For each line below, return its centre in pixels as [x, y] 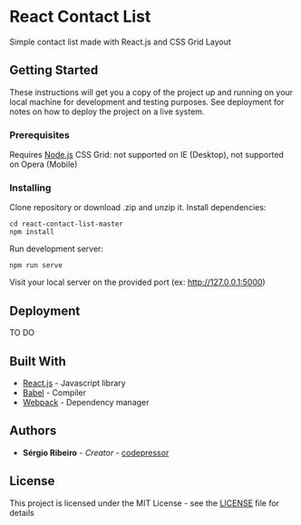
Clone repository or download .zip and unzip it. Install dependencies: [138, 208]
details [22, 512]
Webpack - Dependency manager [86, 402]
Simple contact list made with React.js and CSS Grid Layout [120, 42]
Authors [33, 431]
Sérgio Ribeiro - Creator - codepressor [96, 452]
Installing [30, 188]
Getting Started [54, 70]
